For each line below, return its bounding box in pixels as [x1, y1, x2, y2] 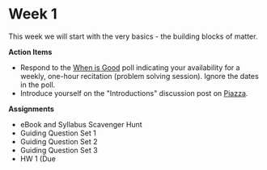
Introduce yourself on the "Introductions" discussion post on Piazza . [19, 88, 248, 97]
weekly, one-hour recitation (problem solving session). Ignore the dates [19, 71, 259, 81]
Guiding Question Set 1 [19, 128, 97, 138]
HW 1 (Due [19, 154, 57, 164]
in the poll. [19, 80, 56, 89]
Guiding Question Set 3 [19, 145, 99, 155]
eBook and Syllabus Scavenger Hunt [19, 119, 143, 129]
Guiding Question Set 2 [19, 136, 98, 146]
